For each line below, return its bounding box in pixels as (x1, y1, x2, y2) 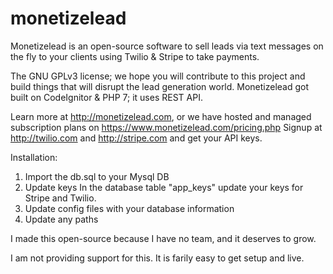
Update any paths (24, 213, 99, 225)
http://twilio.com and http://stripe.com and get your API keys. (10, 132, 263, 144)
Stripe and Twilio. (24, 192, 97, 204)
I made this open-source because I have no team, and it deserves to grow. (10, 232, 317, 244)
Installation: (10, 151, 58, 163)
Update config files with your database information (24, 202, 235, 214)
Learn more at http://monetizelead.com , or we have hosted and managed (10, 110, 312, 122)
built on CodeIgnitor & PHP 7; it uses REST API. (10, 91, 203, 103)
